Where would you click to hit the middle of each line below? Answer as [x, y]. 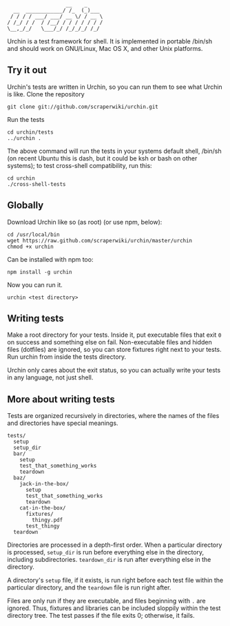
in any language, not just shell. [50, 377]
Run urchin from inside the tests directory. [67, 357]
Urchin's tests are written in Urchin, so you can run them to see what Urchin [115, 87]
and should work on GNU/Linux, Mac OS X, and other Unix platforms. [105, 49]
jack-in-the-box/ [44, 484]
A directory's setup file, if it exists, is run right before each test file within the [115, 581]
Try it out [27, 70]
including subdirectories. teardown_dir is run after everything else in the [109, 560]
